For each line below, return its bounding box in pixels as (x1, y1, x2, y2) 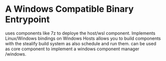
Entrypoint (5, 14, 50, 25)
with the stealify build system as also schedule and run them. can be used (5, 40, 157, 46)
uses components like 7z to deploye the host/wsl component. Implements (5, 30, 156, 36)
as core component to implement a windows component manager (5, 46, 140, 52)
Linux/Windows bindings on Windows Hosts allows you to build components (5, 35, 161, 41)
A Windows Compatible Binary (5, 3, 134, 15)
